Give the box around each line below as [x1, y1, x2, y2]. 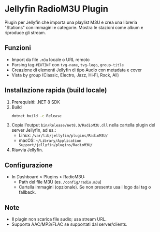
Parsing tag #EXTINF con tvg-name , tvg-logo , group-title [11, 62, 124, 67]
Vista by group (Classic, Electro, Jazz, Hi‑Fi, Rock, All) [11, 72, 119, 78]
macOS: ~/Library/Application [18, 138, 82, 143]
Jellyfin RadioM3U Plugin [4, 3, 108, 15]
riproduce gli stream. [4, 30, 46, 35]
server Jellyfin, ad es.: [11, 127, 56, 133]
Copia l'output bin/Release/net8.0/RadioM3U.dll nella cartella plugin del [11, 122, 156, 128]
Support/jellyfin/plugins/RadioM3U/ [18, 143, 93, 148]
